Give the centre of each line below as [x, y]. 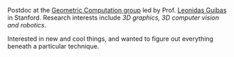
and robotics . [27, 25]
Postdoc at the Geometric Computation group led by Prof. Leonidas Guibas [117, 10]
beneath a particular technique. [53, 46]
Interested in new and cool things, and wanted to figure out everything [110, 39]
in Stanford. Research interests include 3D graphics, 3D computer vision [113, 18]
